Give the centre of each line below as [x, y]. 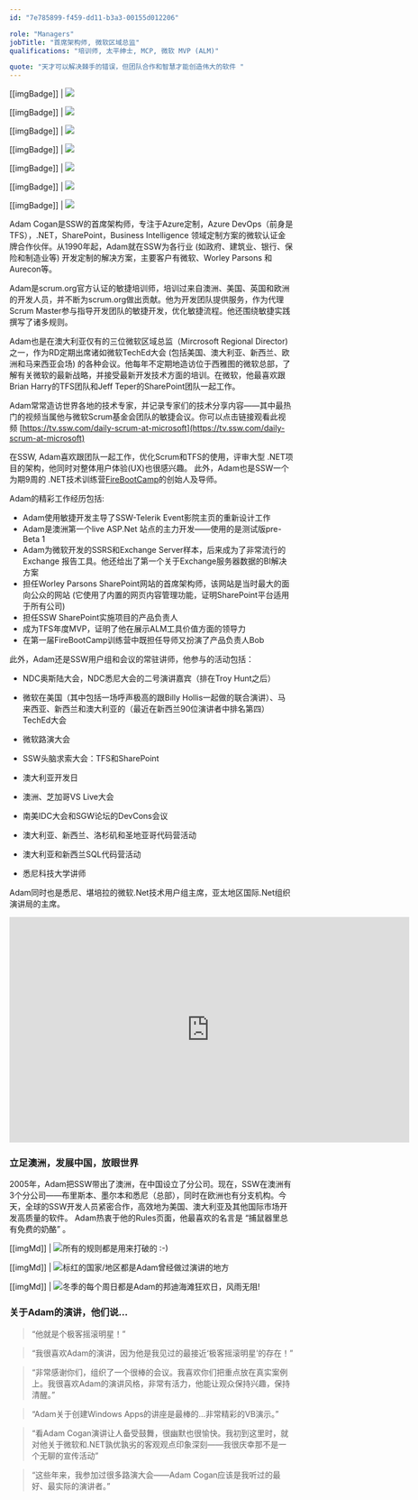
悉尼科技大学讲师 [54, 874]
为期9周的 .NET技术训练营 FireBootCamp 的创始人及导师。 [116, 480]
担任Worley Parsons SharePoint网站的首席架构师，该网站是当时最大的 [152, 584]
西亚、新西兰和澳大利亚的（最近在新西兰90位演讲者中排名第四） [150, 709]
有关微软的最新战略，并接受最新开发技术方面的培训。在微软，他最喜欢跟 [151, 375]
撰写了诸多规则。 [41, 322]
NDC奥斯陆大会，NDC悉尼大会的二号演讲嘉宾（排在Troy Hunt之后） [149, 678]
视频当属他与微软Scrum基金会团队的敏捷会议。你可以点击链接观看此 [151, 417]
